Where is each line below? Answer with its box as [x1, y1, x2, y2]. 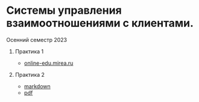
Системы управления [6, 4, 122, 17]
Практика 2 [14, 71, 45, 78]
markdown [24, 82, 51, 90]
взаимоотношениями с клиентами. [6, 16, 194, 30]
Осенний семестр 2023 [6, 36, 68, 43]
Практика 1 [14, 47, 44, 55]
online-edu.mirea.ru [24, 59, 74, 67]
